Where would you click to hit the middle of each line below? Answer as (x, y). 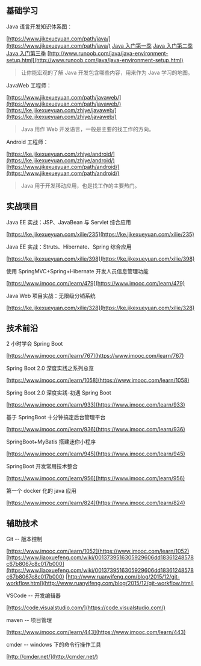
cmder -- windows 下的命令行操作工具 (54, 645)
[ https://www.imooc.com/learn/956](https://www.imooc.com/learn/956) (96, 478)
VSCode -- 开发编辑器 (34, 595)
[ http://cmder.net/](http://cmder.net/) (52, 657)
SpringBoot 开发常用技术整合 (42, 466)
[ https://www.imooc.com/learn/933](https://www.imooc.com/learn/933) (96, 405)
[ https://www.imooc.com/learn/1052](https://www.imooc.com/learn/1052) (98, 551)
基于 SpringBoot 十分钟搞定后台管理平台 (56, 417)
